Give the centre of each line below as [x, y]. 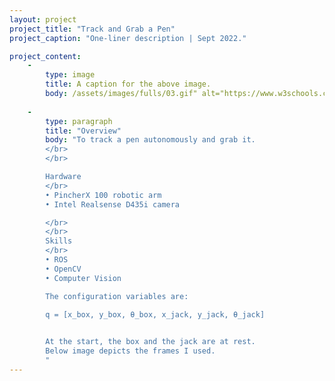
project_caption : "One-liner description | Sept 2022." [128, 38]
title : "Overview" [83, 131]
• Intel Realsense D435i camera [113, 204]
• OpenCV [63, 269]
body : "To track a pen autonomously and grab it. [150, 140]
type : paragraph [79, 121]
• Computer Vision [83, 278]
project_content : [45, 56]
